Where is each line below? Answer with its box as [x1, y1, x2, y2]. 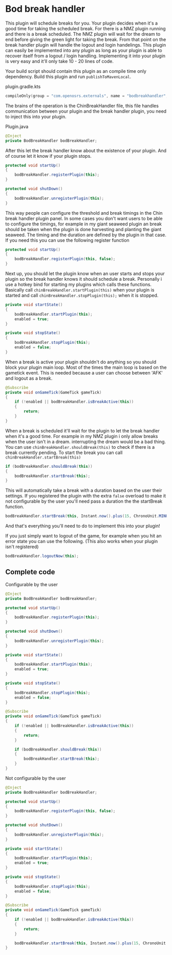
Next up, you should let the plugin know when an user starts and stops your [5, 271, 165, 277]
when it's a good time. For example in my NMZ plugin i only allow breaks [5, 433, 158, 439]
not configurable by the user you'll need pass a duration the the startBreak [5, 498, 163, 505]
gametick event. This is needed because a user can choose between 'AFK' [5, 369, 163, 376]
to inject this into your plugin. [5, 113, 67, 119]
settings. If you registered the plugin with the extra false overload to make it [5, 493, 166, 499]
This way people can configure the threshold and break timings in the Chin [5, 210, 163, 216]
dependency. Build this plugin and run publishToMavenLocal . [5, 73, 132, 79]
